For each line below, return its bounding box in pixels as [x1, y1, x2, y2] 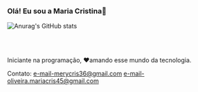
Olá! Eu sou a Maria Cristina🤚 [7, 6, 107, 16]
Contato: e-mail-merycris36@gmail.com [7, 69, 123, 78]
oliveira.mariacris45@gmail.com [7, 77, 99, 85]
